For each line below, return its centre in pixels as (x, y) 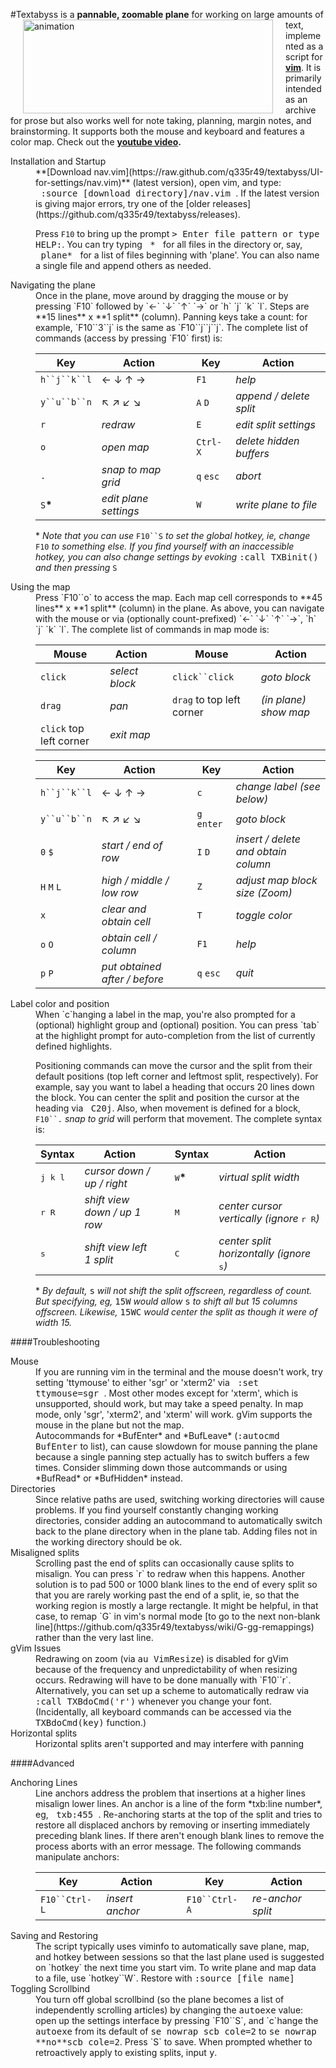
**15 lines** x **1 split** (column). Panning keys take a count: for (171, 317)
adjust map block (276, 880)
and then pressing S (76, 567)
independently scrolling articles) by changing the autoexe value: (169, 2010)
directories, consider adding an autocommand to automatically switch (179, 1520)
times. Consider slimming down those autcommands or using (161, 1467)
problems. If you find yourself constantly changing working (157, 1510)
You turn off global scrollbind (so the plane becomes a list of (160, 1999)
